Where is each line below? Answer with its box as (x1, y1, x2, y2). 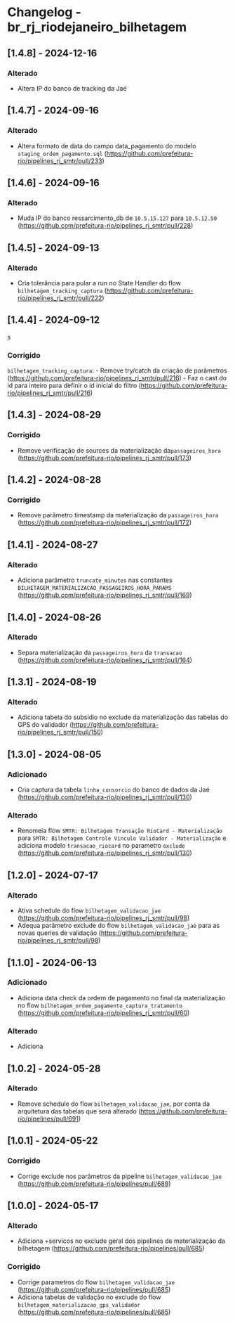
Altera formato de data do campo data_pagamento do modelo (17, 141, 196, 150)
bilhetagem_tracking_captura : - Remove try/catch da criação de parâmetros (7, 366, 228, 375)
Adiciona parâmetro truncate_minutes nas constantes (17, 576, 173, 584)
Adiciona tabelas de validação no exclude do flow (17, 1293, 161, 1301)
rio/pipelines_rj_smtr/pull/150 (17, 728, 102, 737)
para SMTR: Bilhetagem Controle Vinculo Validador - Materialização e (17, 834, 227, 842)
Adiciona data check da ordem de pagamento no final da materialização (17, 993, 226, 1002)
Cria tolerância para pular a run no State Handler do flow (17, 278, 181, 287)
